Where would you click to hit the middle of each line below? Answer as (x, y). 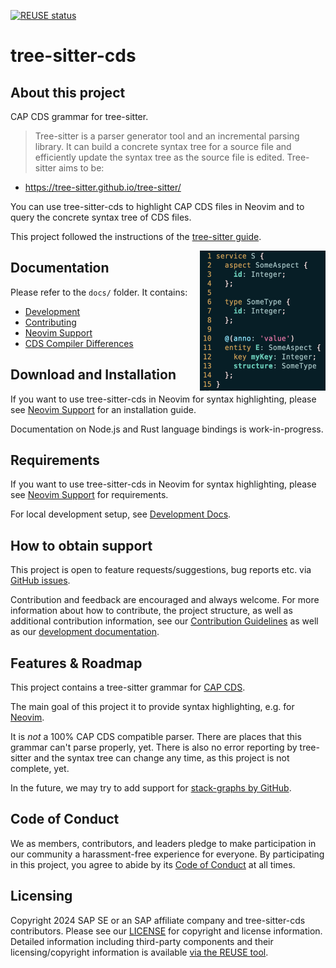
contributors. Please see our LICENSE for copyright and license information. (166, 931)
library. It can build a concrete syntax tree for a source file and (163, 146)
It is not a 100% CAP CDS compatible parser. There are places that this (156, 737)
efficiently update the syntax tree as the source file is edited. (159, 157)
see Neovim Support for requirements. (89, 495)
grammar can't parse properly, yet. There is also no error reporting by (154, 747)
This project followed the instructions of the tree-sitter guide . (136, 236)
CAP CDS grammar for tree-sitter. (79, 116)
